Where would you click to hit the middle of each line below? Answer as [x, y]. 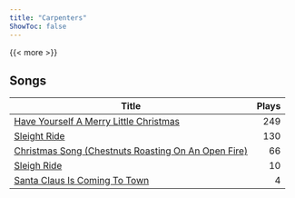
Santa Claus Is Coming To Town [82, 181]
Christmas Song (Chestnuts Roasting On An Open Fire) [131, 151]
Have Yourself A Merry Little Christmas [97, 122]
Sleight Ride [39, 136]
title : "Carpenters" [49, 18]
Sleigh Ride [38, 166]
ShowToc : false [38, 26]
